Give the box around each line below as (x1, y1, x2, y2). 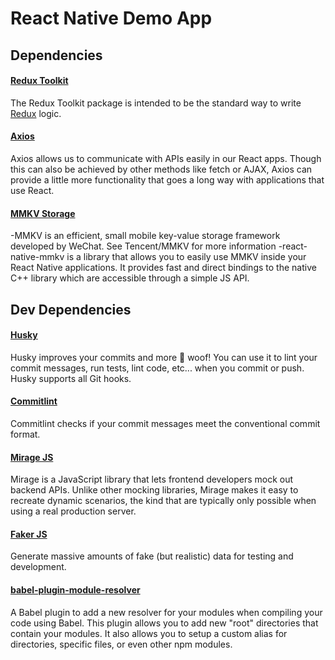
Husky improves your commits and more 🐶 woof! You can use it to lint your (10, 351, 318, 363)
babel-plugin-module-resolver (10, 583, 141, 596)
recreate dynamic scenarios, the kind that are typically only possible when (10, 495, 317, 507)
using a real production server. (10, 505, 137, 517)
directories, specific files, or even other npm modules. (10, 638, 233, 650)
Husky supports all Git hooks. (10, 372, 132, 384)
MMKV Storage (10, 207, 76, 219)
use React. (10, 184, 55, 196)
